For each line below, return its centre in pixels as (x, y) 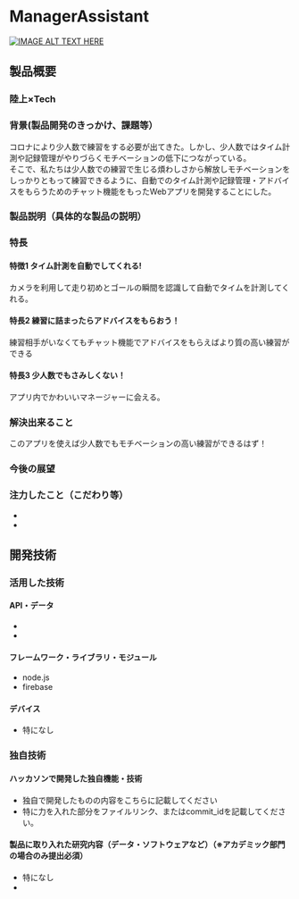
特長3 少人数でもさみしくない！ (68, 375)
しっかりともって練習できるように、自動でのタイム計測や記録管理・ (134, 180)
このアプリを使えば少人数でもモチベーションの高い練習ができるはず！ (138, 443)
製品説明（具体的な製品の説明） (78, 216)
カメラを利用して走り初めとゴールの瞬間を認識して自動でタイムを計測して (146, 287)
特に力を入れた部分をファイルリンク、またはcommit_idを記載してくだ (150, 811)
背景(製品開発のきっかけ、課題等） (83, 125)
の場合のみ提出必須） (48, 856)
